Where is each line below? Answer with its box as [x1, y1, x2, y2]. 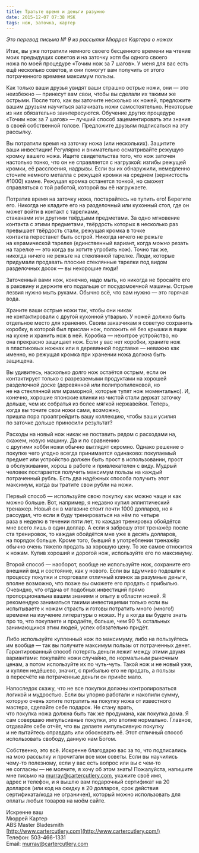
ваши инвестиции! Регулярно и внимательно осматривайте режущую [6, 146, 184, 153]
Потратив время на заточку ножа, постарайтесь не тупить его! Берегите [6, 195, 191, 202]
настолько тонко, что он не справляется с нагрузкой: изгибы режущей [6, 158, 187, 166]
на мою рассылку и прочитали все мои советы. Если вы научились [6, 753, 178, 760]
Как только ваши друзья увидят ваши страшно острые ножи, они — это [6, 84, 189, 91]
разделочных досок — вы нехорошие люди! [6, 265, 118, 272]
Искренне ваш [6, 808, 43, 816]
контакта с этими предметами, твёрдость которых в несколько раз [6, 221, 178, 228]
